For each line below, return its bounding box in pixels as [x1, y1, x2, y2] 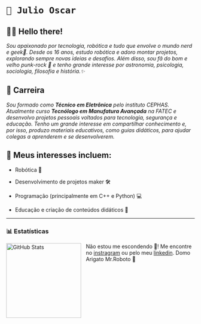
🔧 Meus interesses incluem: [6, 150, 112, 160]
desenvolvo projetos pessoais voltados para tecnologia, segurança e [6, 114, 178, 121]
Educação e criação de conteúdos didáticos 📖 [14, 206, 129, 213]
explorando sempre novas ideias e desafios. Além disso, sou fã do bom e [6, 55, 188, 62]
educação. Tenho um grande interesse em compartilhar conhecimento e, [6, 120, 187, 127]
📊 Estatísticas [6, 227, 49, 235]
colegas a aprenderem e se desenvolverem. [6, 133, 115, 140]
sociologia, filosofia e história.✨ [6, 68, 86, 75]
